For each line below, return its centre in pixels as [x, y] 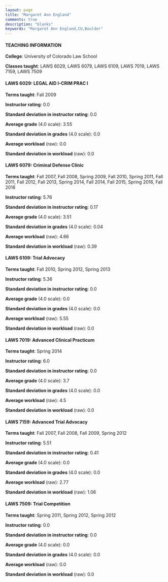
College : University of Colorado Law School [51, 56]
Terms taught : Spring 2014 [34, 351]
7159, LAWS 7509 [24, 72]
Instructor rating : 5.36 [29, 279]
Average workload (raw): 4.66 [37, 236]
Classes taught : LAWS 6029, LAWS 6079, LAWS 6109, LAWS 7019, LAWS [82, 66]
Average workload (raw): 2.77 [37, 482]
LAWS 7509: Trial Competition [38, 504]
